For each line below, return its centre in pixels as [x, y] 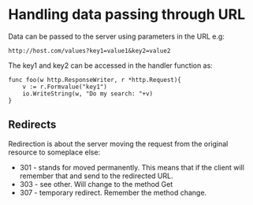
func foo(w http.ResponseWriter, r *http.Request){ [95, 80]
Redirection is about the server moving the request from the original [118, 143]
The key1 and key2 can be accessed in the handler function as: [110, 65]
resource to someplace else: [54, 152]
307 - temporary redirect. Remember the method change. [113, 192]
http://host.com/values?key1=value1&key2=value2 [89, 50]
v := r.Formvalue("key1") [65, 87]
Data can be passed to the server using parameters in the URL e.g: [116, 36]
